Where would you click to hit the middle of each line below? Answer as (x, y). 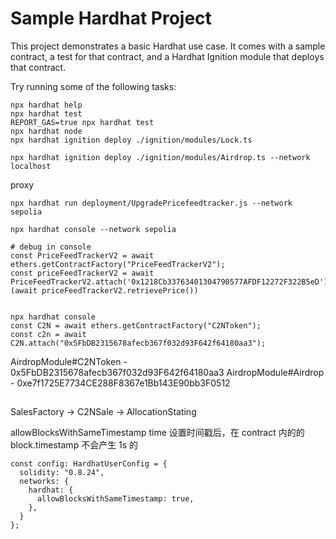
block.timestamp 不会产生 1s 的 (74, 445)
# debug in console (51, 247)
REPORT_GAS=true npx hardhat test (82, 122)
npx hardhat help (46, 105)
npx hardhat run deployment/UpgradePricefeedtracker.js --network (151, 203)
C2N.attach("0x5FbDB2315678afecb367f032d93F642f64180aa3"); (138, 343)
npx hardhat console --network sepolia (93, 229)
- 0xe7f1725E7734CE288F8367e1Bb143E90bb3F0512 (120, 383)
